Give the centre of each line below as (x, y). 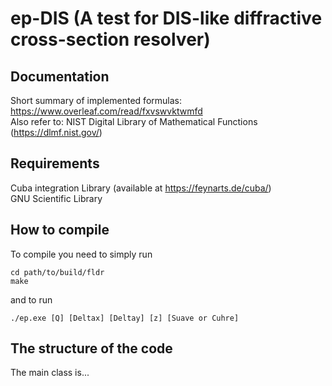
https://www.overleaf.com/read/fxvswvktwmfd (106, 111)
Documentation (60, 76)
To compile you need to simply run (81, 254)
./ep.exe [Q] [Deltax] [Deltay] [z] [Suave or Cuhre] (125, 318)
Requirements (55, 163)
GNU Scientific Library (56, 198)
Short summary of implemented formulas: (96, 100)
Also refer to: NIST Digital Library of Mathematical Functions (134, 121)
